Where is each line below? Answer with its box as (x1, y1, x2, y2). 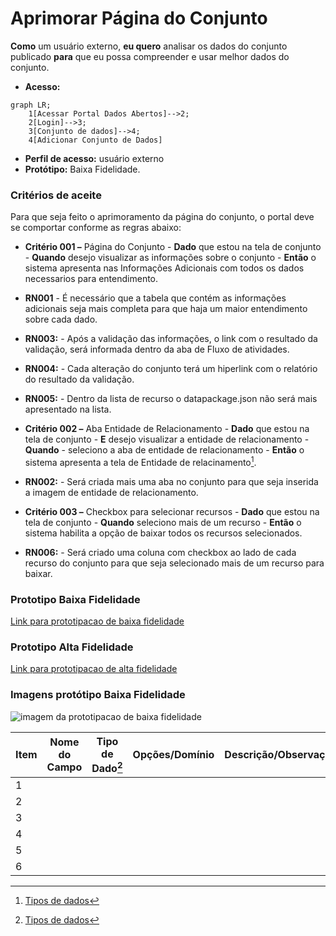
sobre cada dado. (24, 313, 98, 326)
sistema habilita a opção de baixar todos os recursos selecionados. (24, 527, 303, 539)
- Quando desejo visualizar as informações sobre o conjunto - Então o (24, 252, 317, 264)
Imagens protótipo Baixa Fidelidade (10, 688, 186, 702)
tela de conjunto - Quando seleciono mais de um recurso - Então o (24, 516, 302, 528)
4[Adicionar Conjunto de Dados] (28, 135, 163, 145)
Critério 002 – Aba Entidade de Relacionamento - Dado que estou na (24, 423, 310, 435)
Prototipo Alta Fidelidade (10, 640, 134, 654)
